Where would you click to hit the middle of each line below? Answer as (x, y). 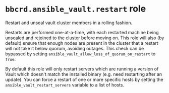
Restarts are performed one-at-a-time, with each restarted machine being (82, 32)
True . (11, 59)
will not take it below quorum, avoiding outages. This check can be (75, 48)
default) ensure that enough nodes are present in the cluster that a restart (82, 43)
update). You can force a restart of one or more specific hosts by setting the (84, 79)
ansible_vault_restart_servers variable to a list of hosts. (65, 85)
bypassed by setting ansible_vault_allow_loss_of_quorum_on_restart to (80, 54)
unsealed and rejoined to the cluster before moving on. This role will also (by (85, 38)
